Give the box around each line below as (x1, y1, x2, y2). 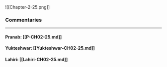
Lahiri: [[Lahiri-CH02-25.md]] (5, 57, 68, 63)
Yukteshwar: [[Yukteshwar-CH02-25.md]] (5, 45, 95, 51)
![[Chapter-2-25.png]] (5, 4, 50, 10)
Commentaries (5, 16, 42, 23)
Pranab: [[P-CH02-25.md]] (5, 34, 62, 40)
